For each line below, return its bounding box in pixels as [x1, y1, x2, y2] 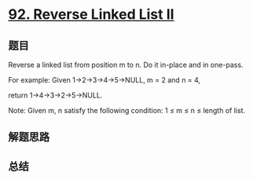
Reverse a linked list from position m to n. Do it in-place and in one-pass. [8, 61, 244, 69]
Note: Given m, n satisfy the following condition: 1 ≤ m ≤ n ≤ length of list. [8, 106, 246, 115]
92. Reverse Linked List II [8, 6, 174, 24]
